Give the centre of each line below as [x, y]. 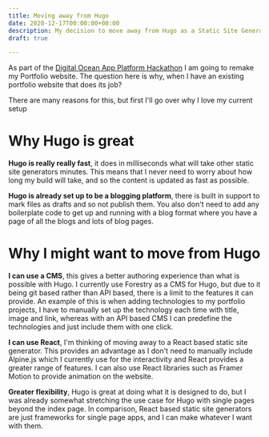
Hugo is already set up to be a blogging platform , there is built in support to [134, 196]
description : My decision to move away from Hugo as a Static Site [123, 30]
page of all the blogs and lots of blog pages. [81, 222]
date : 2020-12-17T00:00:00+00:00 [64, 23]
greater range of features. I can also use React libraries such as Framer [126, 368]
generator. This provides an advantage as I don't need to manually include [131, 351]
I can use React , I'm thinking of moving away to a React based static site [128, 343]
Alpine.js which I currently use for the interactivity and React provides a [126, 359]
